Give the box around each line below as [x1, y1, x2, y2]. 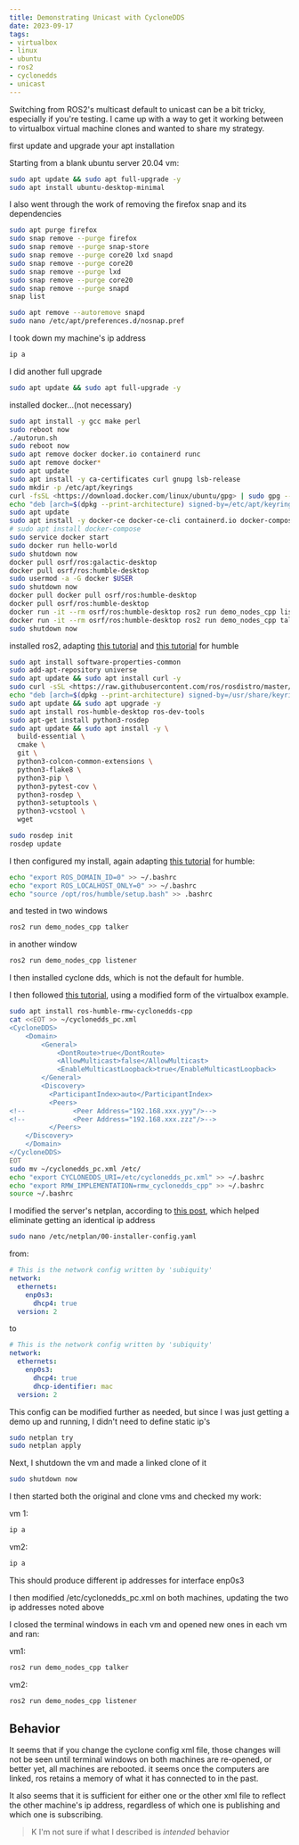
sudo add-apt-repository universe [9, 666, 138, 674]
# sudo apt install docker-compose [9, 525, 141, 534]
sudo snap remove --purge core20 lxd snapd [9, 251, 174, 260]
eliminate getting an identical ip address [9, 1215, 156, 1226]
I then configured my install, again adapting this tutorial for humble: [9, 856, 255, 866]
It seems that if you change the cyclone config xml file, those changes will [9, 1745, 281, 1756]
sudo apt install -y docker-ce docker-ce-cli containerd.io [9, 517, 238, 525]
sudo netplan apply [9, 1442, 82, 1451]
